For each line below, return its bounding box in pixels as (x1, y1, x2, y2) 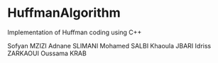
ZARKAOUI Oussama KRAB (7, 49, 87, 57)
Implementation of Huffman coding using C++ (7, 28, 142, 36)
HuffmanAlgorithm (7, 5, 121, 21)
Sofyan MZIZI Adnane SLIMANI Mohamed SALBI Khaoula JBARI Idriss (7, 41, 212, 50)
